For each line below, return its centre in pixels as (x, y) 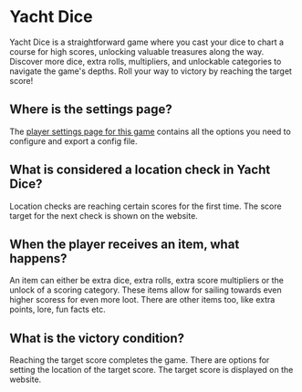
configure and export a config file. (74, 141)
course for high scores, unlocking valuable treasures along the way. (137, 51)
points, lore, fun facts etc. (58, 309)
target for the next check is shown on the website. (104, 215)
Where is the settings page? (91, 110)
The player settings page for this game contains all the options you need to (151, 131)
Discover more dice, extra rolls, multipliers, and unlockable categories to (146, 61)
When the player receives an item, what (125, 244)
